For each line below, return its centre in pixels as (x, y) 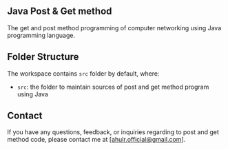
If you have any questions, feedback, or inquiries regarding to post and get (113, 132)
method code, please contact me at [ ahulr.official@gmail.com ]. (96, 140)
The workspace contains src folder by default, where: (83, 73)
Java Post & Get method (60, 11)
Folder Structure (43, 57)
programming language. (41, 35)
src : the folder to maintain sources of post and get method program (113, 87)
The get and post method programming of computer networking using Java (114, 28)
